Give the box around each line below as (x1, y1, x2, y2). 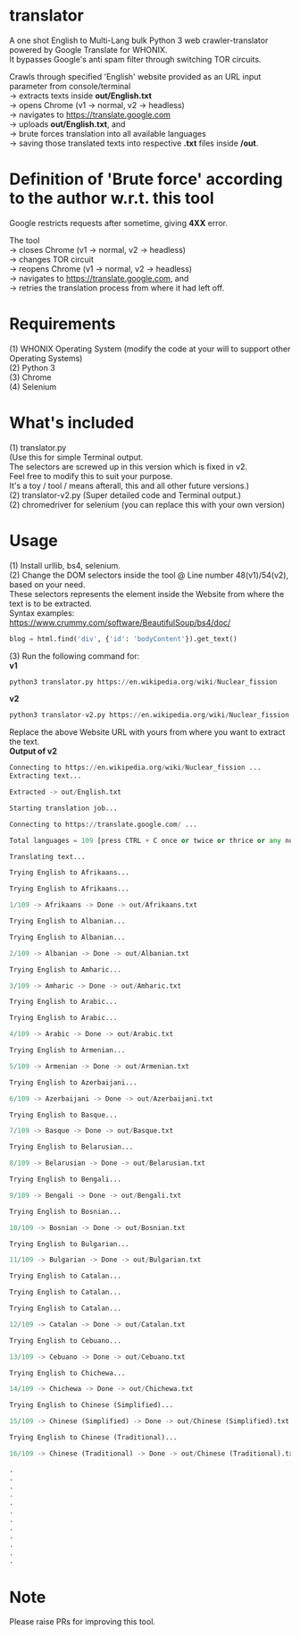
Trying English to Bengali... (9, 1175, 122, 1185)
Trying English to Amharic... (9, 965, 122, 974)
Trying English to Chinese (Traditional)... (9, 1433, 178, 1442)
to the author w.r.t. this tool (9, 189, 214, 208)
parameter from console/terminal (9, 80, 131, 91)
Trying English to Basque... (9, 1110, 118, 1119)
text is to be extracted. (9, 598, 92, 609)
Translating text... (9, 852, 87, 861)
